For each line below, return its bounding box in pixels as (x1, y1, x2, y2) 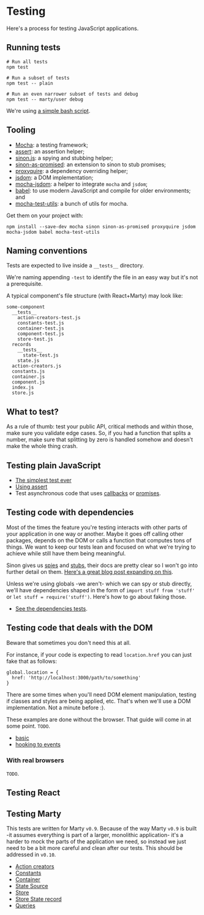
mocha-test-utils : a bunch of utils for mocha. (15, 199, 129, 207)
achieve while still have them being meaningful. (6, 549, 126, 557)
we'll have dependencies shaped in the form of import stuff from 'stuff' (6, 586, 195, 593)
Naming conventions (6, 245, 88, 256)
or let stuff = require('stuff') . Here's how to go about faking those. (6, 593, 187, 600)
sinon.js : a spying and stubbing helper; (15, 154, 113, 161)
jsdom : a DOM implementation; (15, 174, 94, 181)
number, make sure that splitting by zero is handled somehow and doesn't (6, 436, 193, 443)
